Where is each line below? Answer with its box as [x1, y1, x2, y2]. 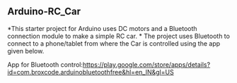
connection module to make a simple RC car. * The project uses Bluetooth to [7, 32, 230, 40]
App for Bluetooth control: [7, 60, 83, 69]
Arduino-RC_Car [7, 6, 81, 18]
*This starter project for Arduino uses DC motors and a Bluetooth [7, 24, 197, 32]
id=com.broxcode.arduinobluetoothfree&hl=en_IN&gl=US [7, 68, 175, 76]
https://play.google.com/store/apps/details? [82, 60, 211, 69]
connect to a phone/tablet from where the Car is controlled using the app [7, 39, 221, 48]
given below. [7, 46, 45, 55]
